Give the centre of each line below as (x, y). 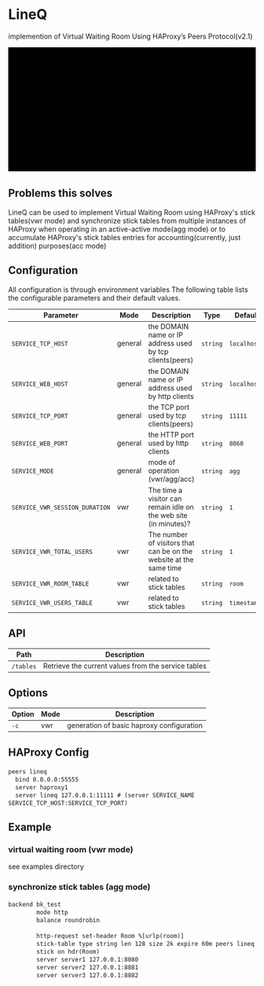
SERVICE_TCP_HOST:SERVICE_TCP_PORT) (68, 803)
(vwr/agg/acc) (171, 479)
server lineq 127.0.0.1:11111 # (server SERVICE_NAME (105, 795)
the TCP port (169, 407)
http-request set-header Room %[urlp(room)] (110, 936)
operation (164, 471)
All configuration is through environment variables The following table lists (128, 290)
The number (168, 534)
